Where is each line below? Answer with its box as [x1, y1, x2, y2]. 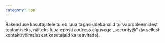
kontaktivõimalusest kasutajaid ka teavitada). [5, 32, 100, 38]
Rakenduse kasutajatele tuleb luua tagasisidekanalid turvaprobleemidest [5, 21, 158, 27]
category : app [5, 7, 36, 13]
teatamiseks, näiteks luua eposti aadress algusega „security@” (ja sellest [5, 26, 160, 33]
